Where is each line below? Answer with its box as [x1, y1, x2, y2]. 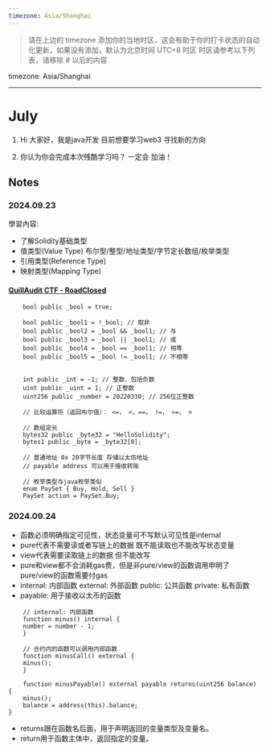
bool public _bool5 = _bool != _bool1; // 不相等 [22, 353, 189, 361]
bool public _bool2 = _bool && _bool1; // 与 [22, 327, 177, 335]
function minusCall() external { [22, 652, 135, 660]
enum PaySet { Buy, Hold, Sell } [22, 485, 135, 493]
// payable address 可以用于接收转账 [22, 463, 139, 471]
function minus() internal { [22, 615, 121, 623]
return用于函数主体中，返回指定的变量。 [19, 733, 153, 743]
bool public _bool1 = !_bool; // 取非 [22, 319, 150, 327]
